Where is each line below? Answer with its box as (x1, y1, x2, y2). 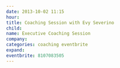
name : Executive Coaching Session (6, 31, 91, 37)
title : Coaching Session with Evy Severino (6, 20, 115, 25)
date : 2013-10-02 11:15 (6, 8, 65, 15)
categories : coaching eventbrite (6, 42, 88, 48)
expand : (6, 47, 25, 53)
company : (6, 36, 28, 42)
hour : (6, 14, 19, 20)
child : (6, 25, 22, 31)
